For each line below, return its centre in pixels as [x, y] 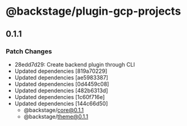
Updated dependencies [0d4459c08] [62, 84]
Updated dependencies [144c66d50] [61, 103]
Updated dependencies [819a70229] [61, 71]
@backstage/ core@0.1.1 [53, 110]
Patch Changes [29, 51]
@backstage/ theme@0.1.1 [56, 116]
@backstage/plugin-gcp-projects [94, 11]
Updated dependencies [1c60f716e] [60, 97]
